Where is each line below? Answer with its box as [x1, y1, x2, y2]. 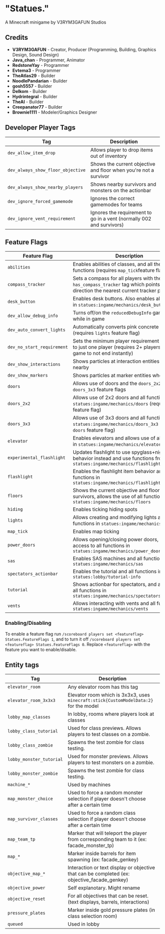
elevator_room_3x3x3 [7, 698, 55, 703]
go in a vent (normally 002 [90, 215, 152, 222]
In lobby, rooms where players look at [68, 711, 154, 718]
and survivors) [90, 221, 124, 228]
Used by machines [68, 781, 111, 788]
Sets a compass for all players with [73, 275, 153, 282]
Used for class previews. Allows [68, 725, 141, 731]
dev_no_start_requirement [7, 345, 68, 350]
